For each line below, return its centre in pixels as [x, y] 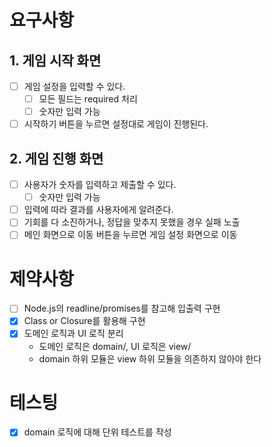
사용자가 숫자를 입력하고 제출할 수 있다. [100, 185]
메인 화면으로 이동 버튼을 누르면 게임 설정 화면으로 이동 [130, 235]
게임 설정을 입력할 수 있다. [74, 86]
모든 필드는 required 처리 [88, 99]
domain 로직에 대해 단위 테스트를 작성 [97, 432]
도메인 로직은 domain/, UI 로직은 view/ [115, 346]
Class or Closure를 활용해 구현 [84, 321]
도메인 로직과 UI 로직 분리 [73, 333]
